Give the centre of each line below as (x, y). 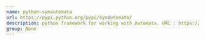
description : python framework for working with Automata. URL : (91, 23)
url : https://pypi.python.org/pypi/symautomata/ (69, 17)
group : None (21, 29)
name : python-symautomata (39, 12)
